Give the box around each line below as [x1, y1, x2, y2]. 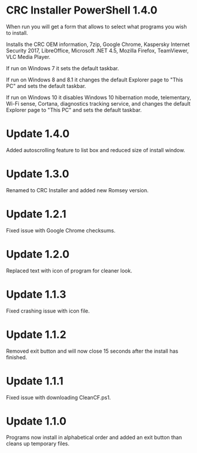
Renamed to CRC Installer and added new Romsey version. [6, 186, 149, 193]
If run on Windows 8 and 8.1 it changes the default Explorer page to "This [6, 76, 183, 83]
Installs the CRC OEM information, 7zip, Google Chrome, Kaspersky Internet [6, 41, 190, 48]
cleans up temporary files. [6, 440, 69, 447]
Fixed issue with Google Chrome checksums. [6, 226, 116, 234]
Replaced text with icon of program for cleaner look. [6, 267, 132, 274]
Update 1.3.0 [6, 168, 69, 180]
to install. [6, 29, 28, 36]
